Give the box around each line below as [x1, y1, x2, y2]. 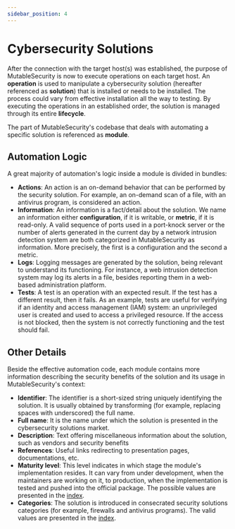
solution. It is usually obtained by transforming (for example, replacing [17, 401, 221, 410]
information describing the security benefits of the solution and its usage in [7, 372, 225, 381]
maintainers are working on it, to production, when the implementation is [17, 476, 228, 485]
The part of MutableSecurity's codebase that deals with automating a [7, 123, 209, 131]
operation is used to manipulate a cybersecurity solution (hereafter [7, 79, 202, 88]
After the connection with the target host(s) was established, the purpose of [7, 64, 228, 73]
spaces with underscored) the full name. [17, 409, 135, 417]
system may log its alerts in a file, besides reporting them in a [17, 273, 196, 282]
